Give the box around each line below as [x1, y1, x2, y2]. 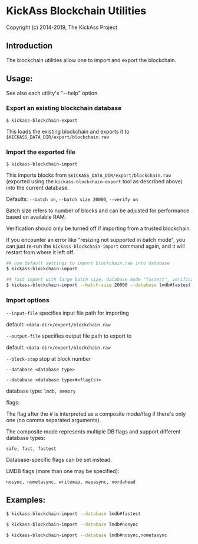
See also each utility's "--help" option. [6, 89, 99, 96]
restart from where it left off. [6, 249, 75, 256]
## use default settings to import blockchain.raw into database [6, 260, 170, 267]
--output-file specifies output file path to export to [6, 332, 132, 339]
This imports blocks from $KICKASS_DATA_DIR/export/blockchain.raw [6, 171, 171, 179]
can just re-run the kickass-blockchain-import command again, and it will [6, 242, 185, 250]
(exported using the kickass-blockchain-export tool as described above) [6, 178, 183, 185]
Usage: [6, 74, 34, 84]
